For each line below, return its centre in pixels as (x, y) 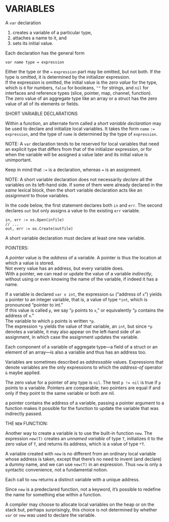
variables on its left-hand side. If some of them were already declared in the (84, 185)
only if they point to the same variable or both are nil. (60, 393)
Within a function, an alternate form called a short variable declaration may (83, 123)
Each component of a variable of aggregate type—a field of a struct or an (81, 346)
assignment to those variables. (37, 195)
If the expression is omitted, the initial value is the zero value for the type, (81, 82)
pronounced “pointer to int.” (34, 305)
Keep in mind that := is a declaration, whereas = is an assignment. (74, 169)
